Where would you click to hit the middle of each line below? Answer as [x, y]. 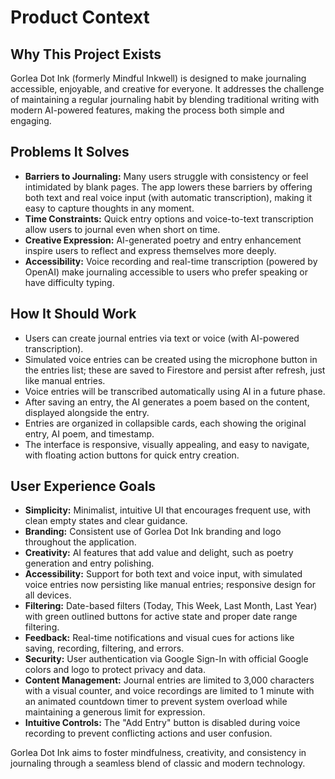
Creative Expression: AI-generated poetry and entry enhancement [163, 240]
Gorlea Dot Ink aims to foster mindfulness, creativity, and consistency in [158, 753]
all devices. [48, 595]
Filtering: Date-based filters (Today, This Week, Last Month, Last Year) [171, 606]
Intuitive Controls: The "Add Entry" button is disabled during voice [162, 723]
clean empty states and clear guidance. [106, 521]
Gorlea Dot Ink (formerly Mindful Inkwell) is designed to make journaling [158, 78]
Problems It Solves [70, 152]
